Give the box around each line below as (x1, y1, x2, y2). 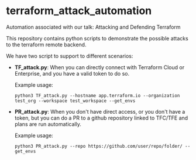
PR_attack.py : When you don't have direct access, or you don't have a (14, 108, 185, 115)
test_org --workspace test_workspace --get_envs (14, 98, 136, 104)
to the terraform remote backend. (6, 41, 87, 48)
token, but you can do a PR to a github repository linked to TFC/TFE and (14, 114, 188, 121)
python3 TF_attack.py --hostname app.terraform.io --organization (14, 93, 180, 98)
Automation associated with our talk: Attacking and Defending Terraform (6, 23, 181, 30)
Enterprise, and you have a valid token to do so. (14, 70, 130, 77)
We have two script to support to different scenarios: (6, 52, 133, 59)
